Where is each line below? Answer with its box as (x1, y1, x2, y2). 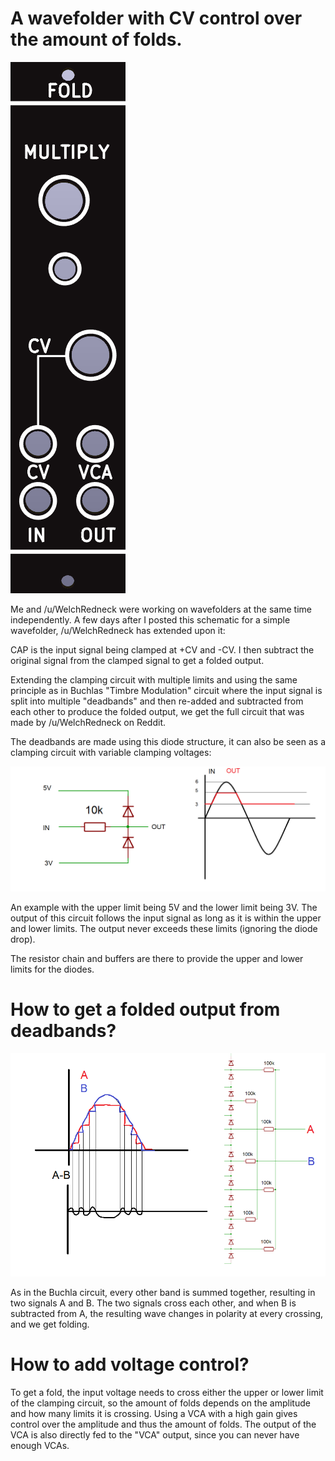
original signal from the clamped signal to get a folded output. (10, 654, 265, 666)
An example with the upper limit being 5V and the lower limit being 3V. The (10, 902, 318, 914)
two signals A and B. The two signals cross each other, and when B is (10, 1297, 297, 1309)
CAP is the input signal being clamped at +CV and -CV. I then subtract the (10, 643, 315, 656)
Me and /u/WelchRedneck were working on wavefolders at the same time (10, 603, 312, 615)
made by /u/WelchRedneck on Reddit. (10, 716, 167, 728)
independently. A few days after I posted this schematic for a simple (10, 613, 291, 626)
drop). (10, 933, 36, 946)
